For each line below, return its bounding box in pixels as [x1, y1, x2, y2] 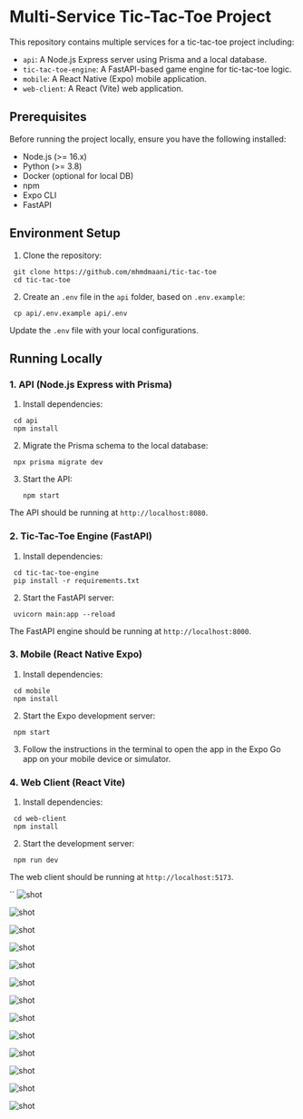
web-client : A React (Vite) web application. [22, 83, 184, 94]
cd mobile [13, 686, 51, 696]
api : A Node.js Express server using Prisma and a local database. [22, 54, 268, 64]
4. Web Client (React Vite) [9, 776, 125, 788]
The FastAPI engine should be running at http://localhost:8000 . [9, 625, 252, 637]
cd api [13, 416, 39, 426]
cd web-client [13, 815, 67, 824]
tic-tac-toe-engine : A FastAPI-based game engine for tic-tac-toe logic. [22, 64, 292, 74]
